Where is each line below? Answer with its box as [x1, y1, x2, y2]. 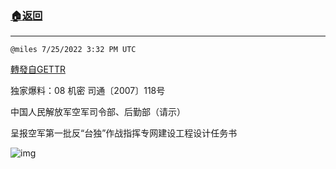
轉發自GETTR [10, 63, 66, 76]
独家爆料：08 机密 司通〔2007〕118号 [10, 85, 166, 97]
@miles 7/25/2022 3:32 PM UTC [10, 45, 137, 55]
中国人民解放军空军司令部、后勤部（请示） [10, 106, 186, 118]
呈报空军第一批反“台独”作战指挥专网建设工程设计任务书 [10, 127, 238, 139]
